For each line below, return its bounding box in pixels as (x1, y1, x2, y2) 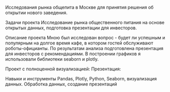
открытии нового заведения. (5, 10, 67, 16)
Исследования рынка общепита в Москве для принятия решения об (5, 5, 154, 10)
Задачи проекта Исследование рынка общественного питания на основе (5, 20, 165, 25)
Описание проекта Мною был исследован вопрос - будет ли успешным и (5, 35, 165, 40)
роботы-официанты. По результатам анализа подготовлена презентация (5, 45, 163, 51)
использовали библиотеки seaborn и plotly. (5, 56, 99, 62)
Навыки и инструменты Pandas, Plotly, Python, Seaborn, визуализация (5, 76, 157, 81)
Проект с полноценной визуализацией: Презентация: (5, 66, 121, 72)
